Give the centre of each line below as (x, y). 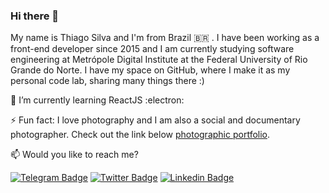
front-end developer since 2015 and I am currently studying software (152, 49)
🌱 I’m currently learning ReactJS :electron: (97, 100)
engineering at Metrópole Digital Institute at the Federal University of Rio (159, 60)
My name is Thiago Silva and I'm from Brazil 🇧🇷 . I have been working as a (165, 38)
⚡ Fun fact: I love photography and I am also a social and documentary (155, 120)
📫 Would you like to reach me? (74, 155)
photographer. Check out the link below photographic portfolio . (140, 135)
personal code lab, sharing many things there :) (107, 81)
